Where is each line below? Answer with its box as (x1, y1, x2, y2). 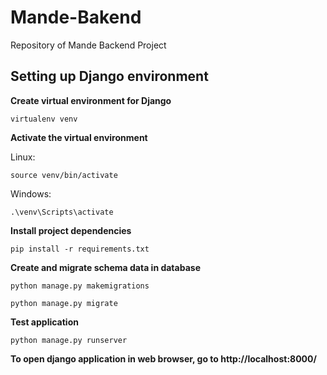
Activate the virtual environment (10, 131, 148, 143)
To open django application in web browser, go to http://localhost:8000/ (10, 352, 317, 365)
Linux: (10, 151, 36, 163)
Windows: (10, 187, 52, 200)
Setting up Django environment (10, 68, 209, 85)
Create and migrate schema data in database (10, 261, 201, 273)
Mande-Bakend (10, 6, 142, 29)
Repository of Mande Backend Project (10, 39, 167, 51)
